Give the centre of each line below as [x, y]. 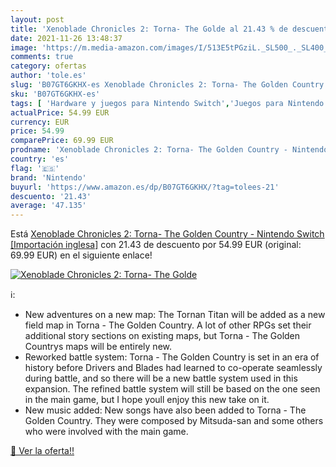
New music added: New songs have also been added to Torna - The [165, 410]
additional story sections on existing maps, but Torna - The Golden [162, 336]
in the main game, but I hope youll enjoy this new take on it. [147, 400]
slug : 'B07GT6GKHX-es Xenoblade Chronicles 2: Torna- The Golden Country [167, 85]
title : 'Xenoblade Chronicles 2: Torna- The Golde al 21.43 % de [149, 29]
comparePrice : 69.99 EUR [62, 141]
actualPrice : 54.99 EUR [60, 112]
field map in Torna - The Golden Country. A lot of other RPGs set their [168, 325]
